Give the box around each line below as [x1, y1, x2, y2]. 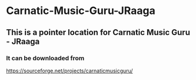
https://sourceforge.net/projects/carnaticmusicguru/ [6, 67, 134, 74]
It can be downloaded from [6, 54, 85, 62]
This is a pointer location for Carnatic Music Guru [6, 27, 190, 37]
